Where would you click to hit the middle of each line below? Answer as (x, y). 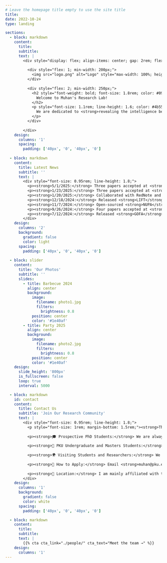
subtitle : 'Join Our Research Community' (62, 413)
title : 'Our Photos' (40, 270)
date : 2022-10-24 (23, 19)
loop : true (30, 381)
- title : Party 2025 (44, 325)
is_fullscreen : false (41, 377)
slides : (26, 279)
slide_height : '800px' (42, 372)
